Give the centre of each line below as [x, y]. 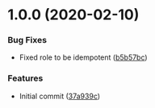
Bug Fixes [27, 40]
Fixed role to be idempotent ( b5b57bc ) [83, 57]
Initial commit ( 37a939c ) [60, 96]
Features [25, 78]
